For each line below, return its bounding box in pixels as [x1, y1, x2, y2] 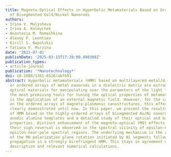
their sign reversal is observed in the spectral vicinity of [10, 125, 145, 130]
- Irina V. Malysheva [5, 21, 51, 27]
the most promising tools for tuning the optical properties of [10, 92, 149, 97]
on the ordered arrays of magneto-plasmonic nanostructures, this [10, 102, 154, 107]
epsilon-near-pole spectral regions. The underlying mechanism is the [10, 130, 163, 135]
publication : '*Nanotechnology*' [5, 69, 76, 74]
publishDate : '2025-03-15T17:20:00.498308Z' [5, 54, 101, 60]
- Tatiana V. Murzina [5, 45, 51, 50]
